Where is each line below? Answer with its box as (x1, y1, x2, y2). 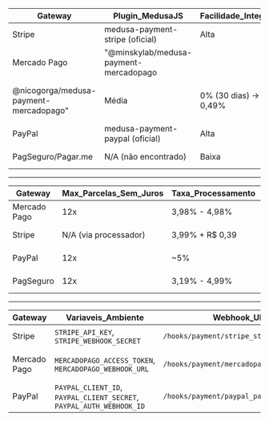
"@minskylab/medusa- (103, 47, 193, 58)
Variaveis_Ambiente (66, 312, 144, 323)
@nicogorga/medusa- (12, 85, 97, 95)
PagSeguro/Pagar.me (12, 152, 94, 162)
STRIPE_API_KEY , (54, 326, 114, 338)
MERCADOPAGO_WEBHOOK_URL (54, 365, 150, 374)
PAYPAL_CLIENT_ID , (54, 382, 122, 392)
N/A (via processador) (62, 229, 146, 240)
